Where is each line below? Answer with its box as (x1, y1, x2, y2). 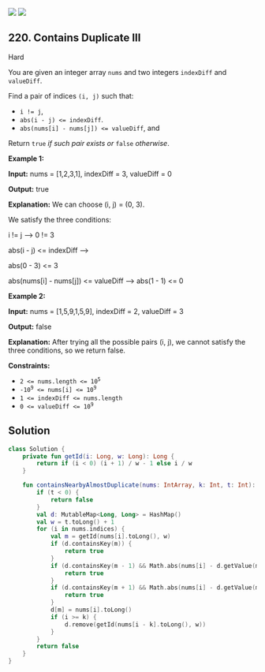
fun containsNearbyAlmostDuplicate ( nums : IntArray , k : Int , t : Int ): (22, 481, 256, 489)
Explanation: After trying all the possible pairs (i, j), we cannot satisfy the (8, 337, 246, 346)
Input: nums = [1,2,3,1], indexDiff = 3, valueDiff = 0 (8, 169, 172, 178)
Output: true (8, 184, 50, 193)
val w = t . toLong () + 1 (36, 517, 114, 526)
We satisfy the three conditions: (8, 215, 112, 224)
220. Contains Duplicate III (8, 32, 141, 45)
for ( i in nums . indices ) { (36, 525, 125, 533)
